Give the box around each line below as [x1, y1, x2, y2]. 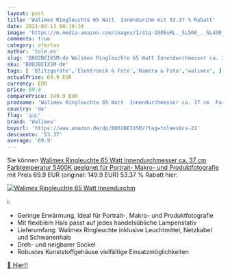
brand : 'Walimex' [7, 118, 57, 125]
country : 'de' [7, 105, 48, 112]
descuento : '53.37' [7, 131, 63, 138]
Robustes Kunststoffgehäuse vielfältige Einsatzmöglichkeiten [16, 248, 190, 256]
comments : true [7, 36, 51, 42]
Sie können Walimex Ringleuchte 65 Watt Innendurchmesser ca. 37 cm [7, 156, 207, 164]
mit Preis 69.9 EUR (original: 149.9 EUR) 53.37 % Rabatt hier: [7, 171, 178, 179]
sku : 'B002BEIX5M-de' [7, 61, 69, 68]
